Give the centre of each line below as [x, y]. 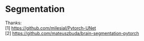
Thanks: [13, 23]
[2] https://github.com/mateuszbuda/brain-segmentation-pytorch [72, 33]
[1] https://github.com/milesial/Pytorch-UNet [51, 28]
